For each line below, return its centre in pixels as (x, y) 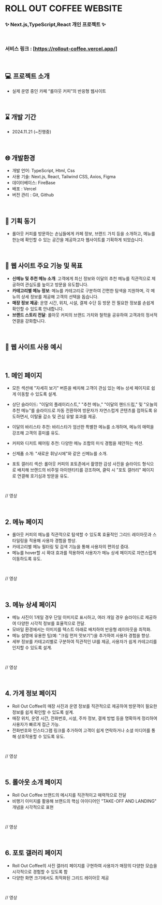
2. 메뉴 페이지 (24, 522)
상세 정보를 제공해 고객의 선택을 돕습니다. (60, 296)
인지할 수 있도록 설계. (32, 648)
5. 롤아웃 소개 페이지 (34, 782)
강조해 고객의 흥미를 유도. (36, 433)
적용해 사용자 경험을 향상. (53, 541)
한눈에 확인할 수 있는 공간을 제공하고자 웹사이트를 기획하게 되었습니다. (78, 240)
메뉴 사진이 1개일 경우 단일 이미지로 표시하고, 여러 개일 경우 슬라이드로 (78, 617)
